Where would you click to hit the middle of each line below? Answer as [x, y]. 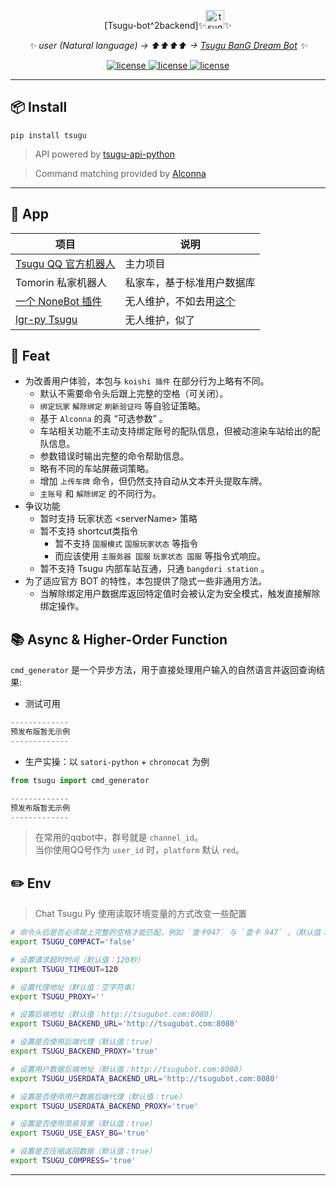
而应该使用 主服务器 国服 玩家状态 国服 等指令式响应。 [160, 556]
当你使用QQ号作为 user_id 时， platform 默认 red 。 [139, 850]
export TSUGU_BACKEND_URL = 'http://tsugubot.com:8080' [125, 1024]
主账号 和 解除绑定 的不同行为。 [100, 494]
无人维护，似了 [160, 320]
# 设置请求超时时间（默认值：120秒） [77, 960]
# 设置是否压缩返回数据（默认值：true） [83, 1151]
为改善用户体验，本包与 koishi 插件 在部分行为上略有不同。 [147, 381]
